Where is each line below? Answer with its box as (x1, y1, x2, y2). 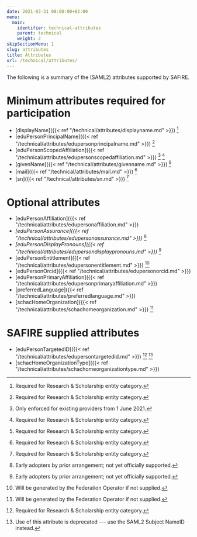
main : (12, 19, 26, 25)
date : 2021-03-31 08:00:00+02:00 (6, 8, 88, 15)
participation (6, 106, 71, 120)
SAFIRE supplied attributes (6, 326, 140, 340)
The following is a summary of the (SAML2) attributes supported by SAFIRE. (6, 74, 190, 81)
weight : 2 (17, 36, 42, 42)
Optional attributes (6, 195, 101, 209)
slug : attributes (6, 47, 49, 53)
